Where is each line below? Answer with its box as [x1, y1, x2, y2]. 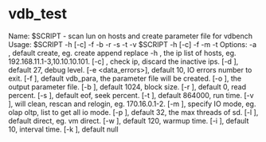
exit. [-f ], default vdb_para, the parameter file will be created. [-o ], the [8, 73, 241, 83]
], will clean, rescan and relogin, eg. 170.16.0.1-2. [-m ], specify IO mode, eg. [8, 99, 256, 108]
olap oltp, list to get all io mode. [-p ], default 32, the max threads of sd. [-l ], [8, 107, 259, 116]
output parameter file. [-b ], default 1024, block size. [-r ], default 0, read [8, 81, 247, 92]
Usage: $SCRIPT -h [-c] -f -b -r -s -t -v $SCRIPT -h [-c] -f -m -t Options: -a [8, 39, 257, 49]
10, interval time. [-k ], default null [8, 124, 119, 134]
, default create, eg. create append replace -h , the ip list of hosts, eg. [8, 48, 237, 57]
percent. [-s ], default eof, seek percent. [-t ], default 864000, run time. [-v [8, 90, 254, 100]
